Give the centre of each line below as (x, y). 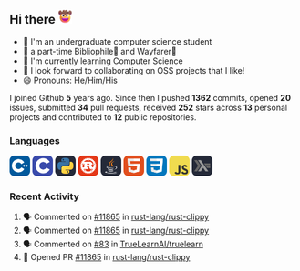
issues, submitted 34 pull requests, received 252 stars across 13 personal (149, 107)
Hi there (33, 20)
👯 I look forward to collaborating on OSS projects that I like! (134, 70)
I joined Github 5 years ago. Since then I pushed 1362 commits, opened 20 (150, 97)
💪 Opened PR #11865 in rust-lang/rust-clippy (106, 257)
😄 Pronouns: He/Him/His (70, 80)
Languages (35, 140)
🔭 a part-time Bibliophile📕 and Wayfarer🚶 (100, 51)
